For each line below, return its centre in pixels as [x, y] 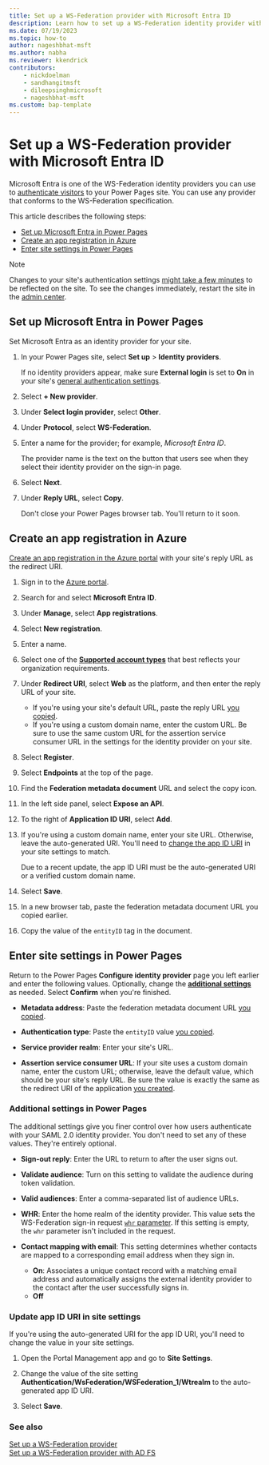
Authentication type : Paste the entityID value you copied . [117, 1032]
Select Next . [41, 482]
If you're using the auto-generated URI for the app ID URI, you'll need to [127, 1335]
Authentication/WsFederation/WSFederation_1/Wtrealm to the [126, 1383]
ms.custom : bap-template [50, 105]
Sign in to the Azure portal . [65, 582]
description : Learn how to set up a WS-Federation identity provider [127, 23]
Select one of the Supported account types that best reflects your [130, 659]
